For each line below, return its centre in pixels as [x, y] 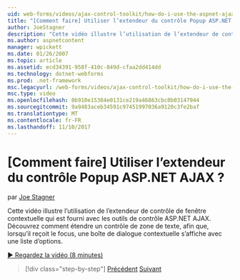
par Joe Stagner [31, 197]
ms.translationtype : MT [43, 114]
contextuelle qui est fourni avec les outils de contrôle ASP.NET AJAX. [109, 219]
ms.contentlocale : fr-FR [44, 120]
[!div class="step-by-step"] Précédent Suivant [93, 269]
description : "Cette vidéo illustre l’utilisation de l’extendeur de [113, 34]
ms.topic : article [35, 61]
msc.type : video [31, 94]
